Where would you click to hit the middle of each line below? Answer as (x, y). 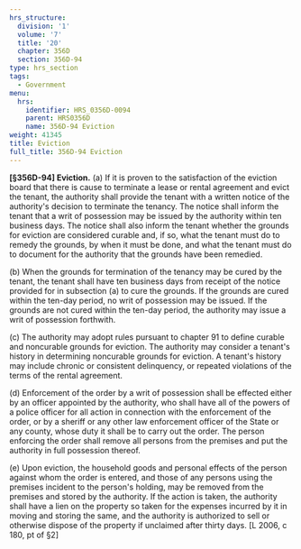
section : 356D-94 (50, 59)
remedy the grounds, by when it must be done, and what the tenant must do (150, 244)
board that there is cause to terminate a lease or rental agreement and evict (150, 187)
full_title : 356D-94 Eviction (66, 151)
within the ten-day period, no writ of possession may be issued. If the (138, 300)
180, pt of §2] (34, 535)
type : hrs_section (44, 69)
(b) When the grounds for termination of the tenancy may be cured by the (146, 271)
